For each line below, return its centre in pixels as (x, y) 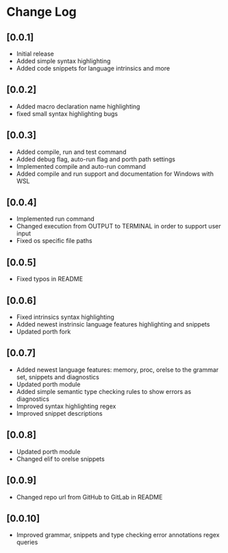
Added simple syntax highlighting (63, 61)
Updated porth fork (43, 332)
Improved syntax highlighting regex (66, 406)
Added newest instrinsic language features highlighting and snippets (113, 325)
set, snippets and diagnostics (58, 377)
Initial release (35, 54)
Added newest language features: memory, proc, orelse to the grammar (117, 369)
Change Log (41, 12)
